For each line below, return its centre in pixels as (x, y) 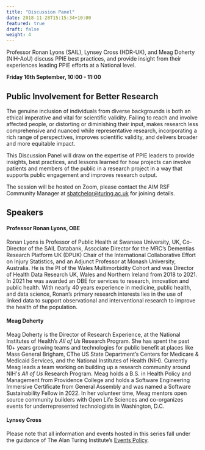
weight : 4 (19, 35)
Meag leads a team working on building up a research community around (98, 367)
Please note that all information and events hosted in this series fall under (99, 433)
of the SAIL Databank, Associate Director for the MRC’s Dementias (111, 248)
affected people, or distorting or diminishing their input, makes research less (102, 124)
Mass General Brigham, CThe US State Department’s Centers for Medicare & (103, 354)
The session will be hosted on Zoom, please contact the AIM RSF (88, 187)
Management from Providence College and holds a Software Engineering (98, 380)
